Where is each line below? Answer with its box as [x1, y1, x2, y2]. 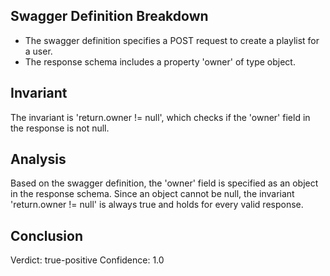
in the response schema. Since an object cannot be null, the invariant [10, 188, 295, 200]
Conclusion [10, 227, 84, 244]
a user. [24, 45, 53, 57]
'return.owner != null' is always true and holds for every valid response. [10, 199, 304, 211]
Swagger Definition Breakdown [10, 8, 209, 25]
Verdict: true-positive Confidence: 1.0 [10, 254, 165, 266]
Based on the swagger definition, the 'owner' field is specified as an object [10, 177, 319, 189]
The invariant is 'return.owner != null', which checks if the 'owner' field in [10, 111, 311, 123]
